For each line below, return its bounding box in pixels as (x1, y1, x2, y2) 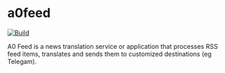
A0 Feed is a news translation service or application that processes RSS (7, 42, 219, 50)
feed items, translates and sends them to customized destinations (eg (7, 50, 212, 58)
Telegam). (7, 57, 37, 65)
